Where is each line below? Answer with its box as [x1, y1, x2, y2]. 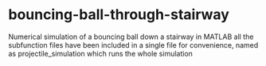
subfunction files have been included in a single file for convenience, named [8, 40, 259, 49]
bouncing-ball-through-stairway [8, 6, 229, 24]
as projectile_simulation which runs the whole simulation [8, 49, 194, 58]
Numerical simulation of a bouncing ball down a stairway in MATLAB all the [8, 32, 254, 41]
